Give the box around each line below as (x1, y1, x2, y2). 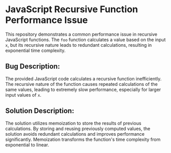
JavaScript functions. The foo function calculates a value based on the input (5, 37, 166, 43)
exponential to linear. (5, 141, 50, 148)
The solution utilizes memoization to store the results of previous (5, 120, 141, 126)
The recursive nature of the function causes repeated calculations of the (5, 81, 158, 87)
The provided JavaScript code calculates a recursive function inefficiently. (5, 75, 162, 82)
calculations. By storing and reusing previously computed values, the (5, 126, 151, 132)
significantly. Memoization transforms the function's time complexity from (5, 136, 161, 142)
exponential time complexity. (5, 47, 66, 53)
